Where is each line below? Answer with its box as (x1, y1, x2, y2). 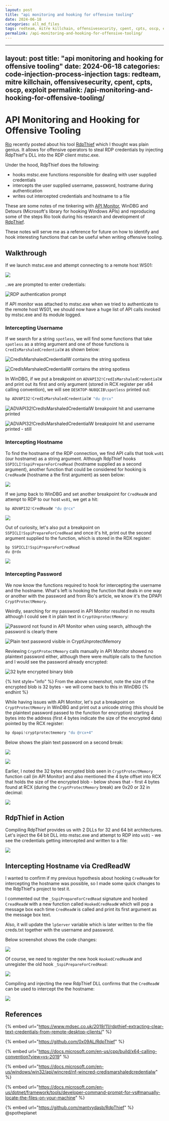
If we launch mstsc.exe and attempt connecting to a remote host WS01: (5, 262, 153, 268)
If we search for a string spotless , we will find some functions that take (5, 336, 152, 342)
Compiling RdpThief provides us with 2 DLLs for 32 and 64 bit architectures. (5, 827, 163, 833)
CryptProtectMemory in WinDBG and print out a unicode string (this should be (5, 704, 164, 710)
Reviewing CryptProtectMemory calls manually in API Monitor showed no (5, 648, 153, 654)
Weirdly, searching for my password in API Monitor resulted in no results (5, 608, 155, 614)
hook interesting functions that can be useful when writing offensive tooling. (5, 234, 163, 240)
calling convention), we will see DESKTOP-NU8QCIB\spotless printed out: (5, 387, 151, 393)
